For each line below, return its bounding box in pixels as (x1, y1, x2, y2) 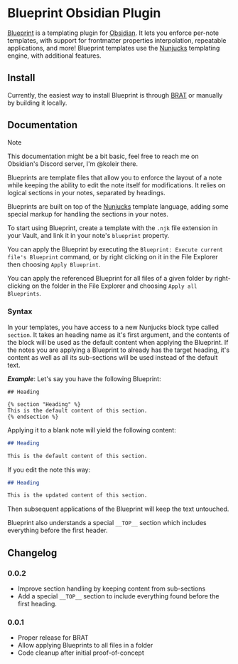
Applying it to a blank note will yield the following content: (7, 425, 176, 434)
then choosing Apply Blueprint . (7, 260, 101, 269)
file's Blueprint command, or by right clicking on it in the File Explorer (7, 252, 218, 261)
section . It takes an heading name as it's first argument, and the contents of (7, 330, 229, 339)
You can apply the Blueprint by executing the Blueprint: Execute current (7, 244, 224, 254)
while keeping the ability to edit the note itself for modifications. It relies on (7, 180, 226, 190)
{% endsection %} (7, 413, 59, 420)
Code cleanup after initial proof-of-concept (17, 648, 144, 657)
